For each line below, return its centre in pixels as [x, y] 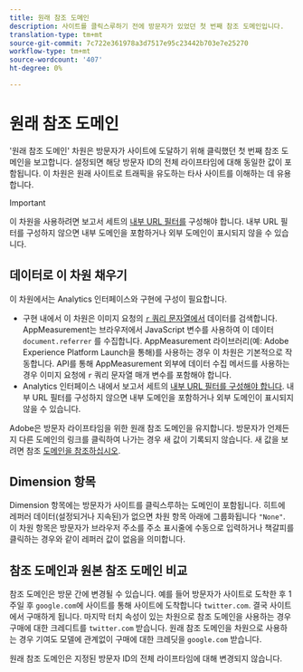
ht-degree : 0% [36, 69]
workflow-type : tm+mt [50, 52]
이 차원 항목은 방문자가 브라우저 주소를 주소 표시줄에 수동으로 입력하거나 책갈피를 [152, 528]
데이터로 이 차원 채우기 [69, 276]
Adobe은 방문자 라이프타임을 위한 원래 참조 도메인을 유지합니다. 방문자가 [137, 427]
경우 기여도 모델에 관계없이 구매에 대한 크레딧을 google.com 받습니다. [140, 639]
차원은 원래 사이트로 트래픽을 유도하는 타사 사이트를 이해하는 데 [164, 173]
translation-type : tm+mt [56, 34]
